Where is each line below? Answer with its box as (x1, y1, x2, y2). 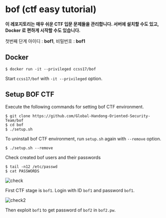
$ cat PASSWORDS (5, 168, 39, 173)
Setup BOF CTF (5, 90, 55, 99)
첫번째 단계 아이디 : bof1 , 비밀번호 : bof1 (5, 38, 86, 44)
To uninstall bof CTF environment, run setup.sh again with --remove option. (5, 135, 161, 141)
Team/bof (5, 118, 24, 123)
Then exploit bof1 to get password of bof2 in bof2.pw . (5, 207, 116, 213)
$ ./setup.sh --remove (5, 146, 53, 151)
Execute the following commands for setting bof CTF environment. (5, 103, 144, 110)
